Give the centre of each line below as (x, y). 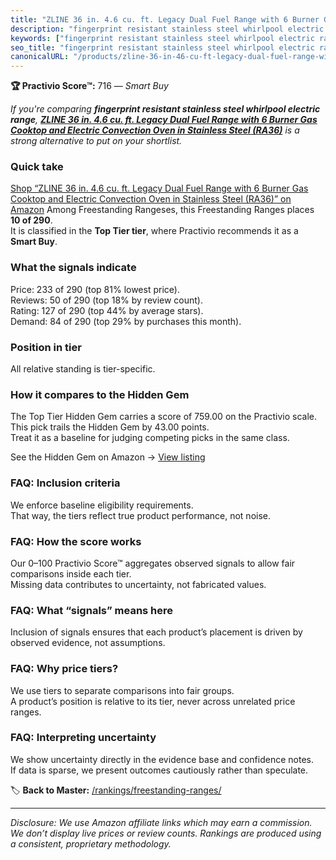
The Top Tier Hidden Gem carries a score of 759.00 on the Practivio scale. (164, 417)
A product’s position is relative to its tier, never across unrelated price (153, 701)
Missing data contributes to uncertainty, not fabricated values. (138, 584)
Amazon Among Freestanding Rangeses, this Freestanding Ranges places (162, 210)
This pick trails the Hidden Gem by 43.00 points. (110, 427)
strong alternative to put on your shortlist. (96, 141)
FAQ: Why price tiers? (64, 669)
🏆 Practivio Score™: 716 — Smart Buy (89, 86)
